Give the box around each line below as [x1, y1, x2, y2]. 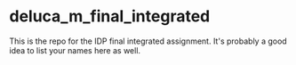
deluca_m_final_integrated [9, 6, 211, 27]
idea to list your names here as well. [9, 45, 140, 55]
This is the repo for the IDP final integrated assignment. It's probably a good [9, 36, 287, 46]
